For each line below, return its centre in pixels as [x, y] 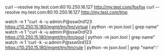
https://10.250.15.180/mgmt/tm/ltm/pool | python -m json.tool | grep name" [80, 37]
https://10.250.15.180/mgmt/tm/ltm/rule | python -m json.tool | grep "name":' [82, 47]
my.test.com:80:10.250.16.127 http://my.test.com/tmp [74, 12]
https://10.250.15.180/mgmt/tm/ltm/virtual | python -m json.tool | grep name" [82, 27]
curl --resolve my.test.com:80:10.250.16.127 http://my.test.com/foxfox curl [80, 7]
